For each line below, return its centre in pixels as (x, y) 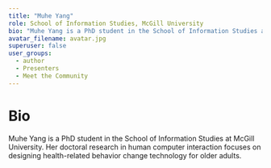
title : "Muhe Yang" (41, 16)
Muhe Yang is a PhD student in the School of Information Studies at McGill (131, 138)
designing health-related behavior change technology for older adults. (125, 155)
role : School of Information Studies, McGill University (106, 23)
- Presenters (38, 69)
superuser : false (38, 46)
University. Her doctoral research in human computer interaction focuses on (135, 147)
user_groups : (30, 53)
